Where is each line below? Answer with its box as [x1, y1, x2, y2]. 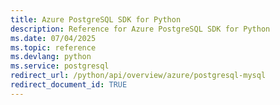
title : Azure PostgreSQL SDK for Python [10, 14, 182, 25]
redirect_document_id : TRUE [10, 80, 128, 90]
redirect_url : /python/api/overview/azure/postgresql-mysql [10, 71, 267, 81]
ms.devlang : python [10, 52, 92, 62]
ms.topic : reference [10, 42, 97, 53]
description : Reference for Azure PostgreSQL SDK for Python [10, 24, 271, 34]
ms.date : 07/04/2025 [10, 33, 97, 43]
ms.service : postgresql [10, 61, 110, 71]
